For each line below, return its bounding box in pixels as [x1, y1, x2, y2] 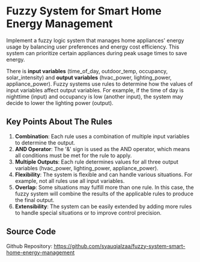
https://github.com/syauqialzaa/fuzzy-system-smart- [53, 242, 186, 249]
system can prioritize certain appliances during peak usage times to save [6, 49, 187, 56]
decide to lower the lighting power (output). [6, 99, 114, 106]
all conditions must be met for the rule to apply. [14, 152, 132, 159]
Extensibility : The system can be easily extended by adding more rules [14, 203, 192, 210]
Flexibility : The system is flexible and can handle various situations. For [14, 171, 193, 178]
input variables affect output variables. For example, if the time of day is [6, 86, 184, 94]
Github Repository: [6, 242, 53, 249]
